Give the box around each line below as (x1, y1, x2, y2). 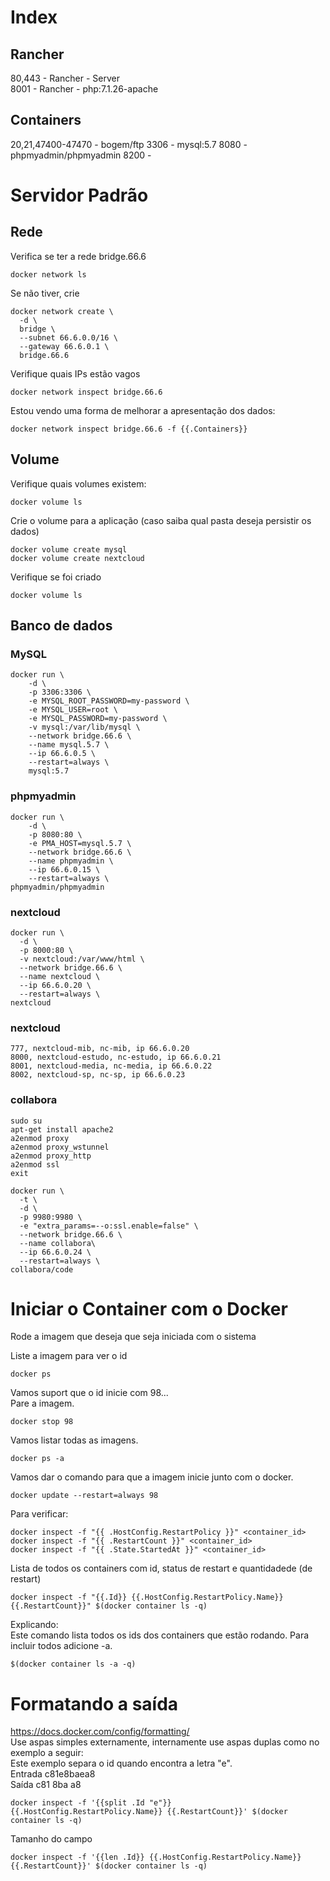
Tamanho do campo (10, 1833, 93, 1845)
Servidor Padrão (10, 184, 149, 206)
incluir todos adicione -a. (10, 1640, 113, 1652)
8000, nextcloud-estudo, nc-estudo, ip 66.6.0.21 (10, 1052, 222, 1063)
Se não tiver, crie (10, 287, 80, 299)
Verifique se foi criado (10, 571, 102, 583)
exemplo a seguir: (10, 1747, 84, 1759)
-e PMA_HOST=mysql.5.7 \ (28, 838, 132, 848)
